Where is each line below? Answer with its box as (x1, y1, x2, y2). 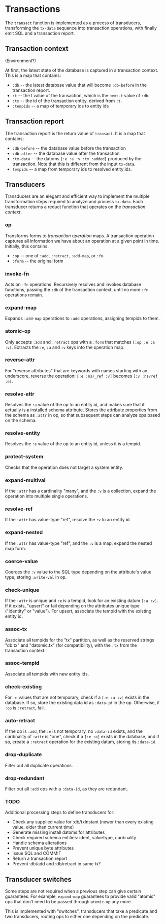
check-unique (5, 586, 39, 593)
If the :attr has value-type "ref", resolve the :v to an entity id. (5, 517, 131, 523)
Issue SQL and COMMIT (12, 851, 62, 856)
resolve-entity (5, 430, 40, 437)
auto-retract (5, 717, 35, 724)
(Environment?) (5, 58, 36, 64)
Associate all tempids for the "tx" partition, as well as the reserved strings (5, 637, 155, 643)
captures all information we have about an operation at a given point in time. (5, 238, 160, 244)
